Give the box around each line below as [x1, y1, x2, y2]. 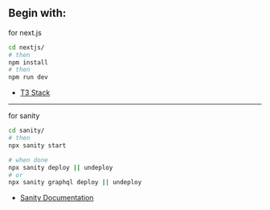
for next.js [8, 27, 42, 37]
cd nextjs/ [8, 43, 45, 51]
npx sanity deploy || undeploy [8, 163, 113, 171]
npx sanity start [8, 141, 67, 150]
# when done [8, 156, 48, 164]
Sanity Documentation [19, 193, 94, 203]
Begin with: [8, 6, 67, 20]
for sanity [8, 111, 40, 121]
